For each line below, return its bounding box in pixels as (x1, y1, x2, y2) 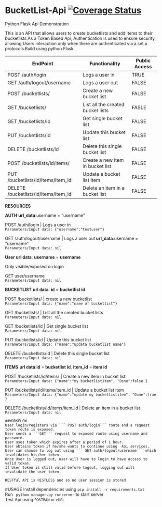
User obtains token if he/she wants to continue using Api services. (5, 444, 150, 449)
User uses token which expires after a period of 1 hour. (5, 440, 124, 445)
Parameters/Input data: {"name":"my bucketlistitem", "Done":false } (5, 378, 148, 384)
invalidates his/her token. (5, 452, 62, 457)
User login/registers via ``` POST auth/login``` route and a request (5, 423, 150, 428)
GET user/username (5, 273, 45, 278)
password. (5, 435, 25, 440)
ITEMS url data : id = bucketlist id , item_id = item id (5, 364, 108, 370)
